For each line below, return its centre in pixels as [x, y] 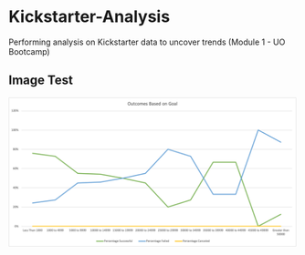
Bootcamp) [30, 51]
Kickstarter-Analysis [89, 17]
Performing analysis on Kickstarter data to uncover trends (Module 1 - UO [147, 42]
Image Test [41, 81]
